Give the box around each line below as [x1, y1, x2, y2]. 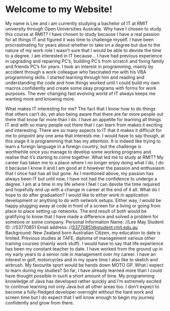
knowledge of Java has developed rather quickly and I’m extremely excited [5, 278, 162, 284]
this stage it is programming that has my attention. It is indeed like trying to [5, 138, 161, 144]
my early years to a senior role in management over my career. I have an [5, 251, 156, 257]
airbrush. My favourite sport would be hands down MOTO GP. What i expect [5, 262, 164, 268]
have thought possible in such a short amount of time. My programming [5, 272, 155, 279]
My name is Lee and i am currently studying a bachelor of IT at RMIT [5, 20, 148, 26]
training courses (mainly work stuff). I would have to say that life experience [5, 240, 163, 247]
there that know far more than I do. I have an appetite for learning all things [5, 116, 161, 122]
